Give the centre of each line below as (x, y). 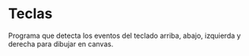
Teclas (30, 14)
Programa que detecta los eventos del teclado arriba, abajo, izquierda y (124, 35)
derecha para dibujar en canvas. (61, 43)
